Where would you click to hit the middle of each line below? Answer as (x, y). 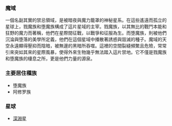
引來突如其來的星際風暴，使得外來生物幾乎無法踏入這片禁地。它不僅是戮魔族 (86, 52)
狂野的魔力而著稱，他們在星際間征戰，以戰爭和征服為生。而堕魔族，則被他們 (86, 33)
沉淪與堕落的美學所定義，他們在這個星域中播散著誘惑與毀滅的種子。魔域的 (84, 39)
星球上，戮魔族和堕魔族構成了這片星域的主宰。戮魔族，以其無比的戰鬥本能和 (86, 27)
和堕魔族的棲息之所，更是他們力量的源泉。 (50, 59)
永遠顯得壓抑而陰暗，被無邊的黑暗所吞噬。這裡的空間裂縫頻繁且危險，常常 (88, 46)
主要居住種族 (21, 73)
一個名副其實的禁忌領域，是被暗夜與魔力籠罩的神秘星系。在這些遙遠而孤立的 (86, 20)
